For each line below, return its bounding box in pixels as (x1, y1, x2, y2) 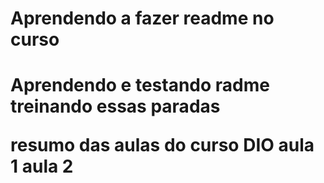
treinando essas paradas (10, 95, 221, 118)
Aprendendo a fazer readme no (10, 7, 275, 30)
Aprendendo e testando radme (10, 74, 270, 97)
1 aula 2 (10, 155, 74, 178)
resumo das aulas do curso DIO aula (10, 134, 315, 157)
